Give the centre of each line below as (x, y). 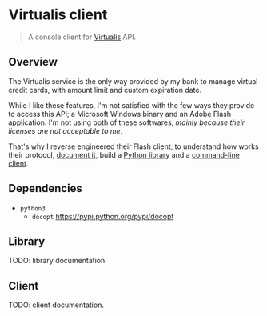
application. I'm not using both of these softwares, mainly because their (127, 122)
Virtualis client (58, 15)
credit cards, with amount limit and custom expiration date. (105, 90)
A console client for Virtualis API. (82, 37)
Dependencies (45, 188)
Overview (33, 62)
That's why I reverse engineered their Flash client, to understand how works (133, 146)
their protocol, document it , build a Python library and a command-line (124, 154)
